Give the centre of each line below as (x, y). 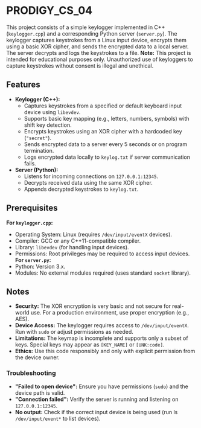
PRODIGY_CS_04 (49, 11)
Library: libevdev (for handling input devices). (72, 247)
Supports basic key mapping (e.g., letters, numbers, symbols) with (107, 118)
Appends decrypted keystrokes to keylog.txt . (81, 189)
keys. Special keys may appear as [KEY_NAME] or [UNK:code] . (90, 345)
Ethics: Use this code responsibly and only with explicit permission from (105, 351)
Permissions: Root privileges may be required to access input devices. (102, 254)
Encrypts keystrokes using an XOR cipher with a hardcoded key (103, 131)
